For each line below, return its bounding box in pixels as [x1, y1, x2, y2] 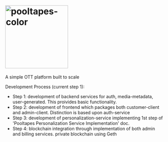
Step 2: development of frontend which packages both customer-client [12, 104, 159, 110]
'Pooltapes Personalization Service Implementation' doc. [12, 120, 130, 126]
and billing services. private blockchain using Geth [12, 131, 117, 137]
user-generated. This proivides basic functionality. [12, 99, 117, 105]
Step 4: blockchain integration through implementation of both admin [12, 125, 155, 131]
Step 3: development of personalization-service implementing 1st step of [12, 115, 163, 121]
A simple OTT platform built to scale [5, 74, 79, 80]
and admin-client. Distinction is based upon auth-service [12, 109, 130, 115]
